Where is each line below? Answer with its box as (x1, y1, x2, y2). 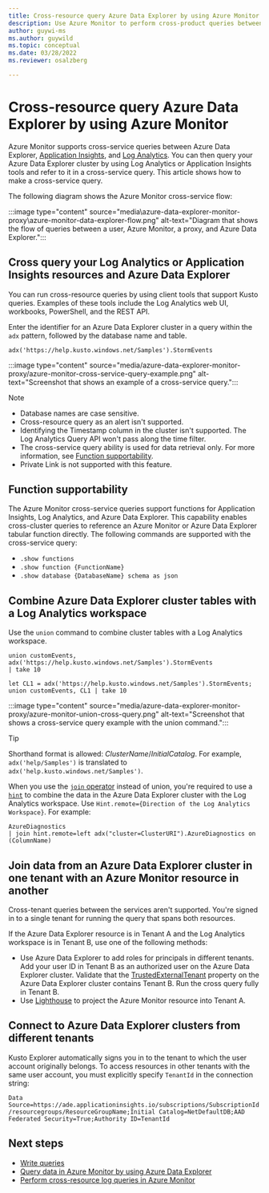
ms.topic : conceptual (8, 42, 81, 50)
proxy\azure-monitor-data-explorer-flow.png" (8, 215, 159, 225)
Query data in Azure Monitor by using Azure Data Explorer (19, 1167, 212, 1176)
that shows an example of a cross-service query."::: (67, 377, 239, 387)
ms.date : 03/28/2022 (8, 49, 78, 57)
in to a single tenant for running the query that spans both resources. (8, 914, 236, 923)
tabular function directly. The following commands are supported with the (8, 530, 251, 539)
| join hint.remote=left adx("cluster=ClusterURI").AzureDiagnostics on (8, 830, 256, 838)
